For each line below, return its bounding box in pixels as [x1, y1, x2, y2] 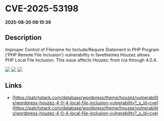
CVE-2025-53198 [5, 3, 79, 14]
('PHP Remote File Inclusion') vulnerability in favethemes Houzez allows [5, 52, 150, 58]
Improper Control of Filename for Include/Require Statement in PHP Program [5, 46, 160, 52]
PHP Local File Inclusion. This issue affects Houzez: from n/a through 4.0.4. [5, 57, 158, 63]
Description [5, 33, 42, 42]
